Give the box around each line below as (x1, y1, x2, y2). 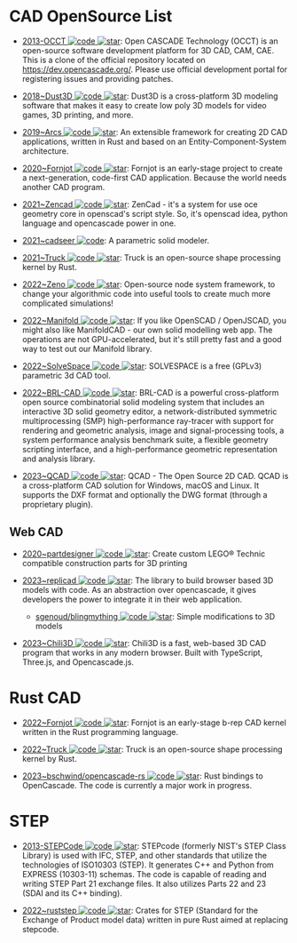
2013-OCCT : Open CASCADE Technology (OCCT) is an (21, 36, 279, 46)
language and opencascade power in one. (21, 218, 176, 228)
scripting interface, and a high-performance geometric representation (21, 444, 277, 454)
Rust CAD (9, 687, 82, 707)
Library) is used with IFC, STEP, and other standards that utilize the (21, 850, 268, 860)
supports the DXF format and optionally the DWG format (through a (21, 489, 268, 499)
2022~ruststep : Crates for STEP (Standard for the (21, 905, 259, 915)
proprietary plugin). (21, 499, 93, 509)
